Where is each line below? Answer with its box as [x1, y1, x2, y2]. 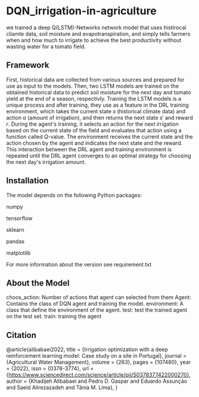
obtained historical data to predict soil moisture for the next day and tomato [6, 88, 192, 96]
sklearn [6, 226, 25, 233]
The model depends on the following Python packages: [6, 191, 142, 199]
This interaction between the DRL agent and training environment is [6, 145, 172, 153]
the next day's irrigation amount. [6, 158, 86, 165]
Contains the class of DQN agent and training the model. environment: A [6, 300, 184, 308]
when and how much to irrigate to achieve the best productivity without [6, 36, 182, 44]
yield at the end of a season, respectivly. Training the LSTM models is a [6, 95, 182, 102]
